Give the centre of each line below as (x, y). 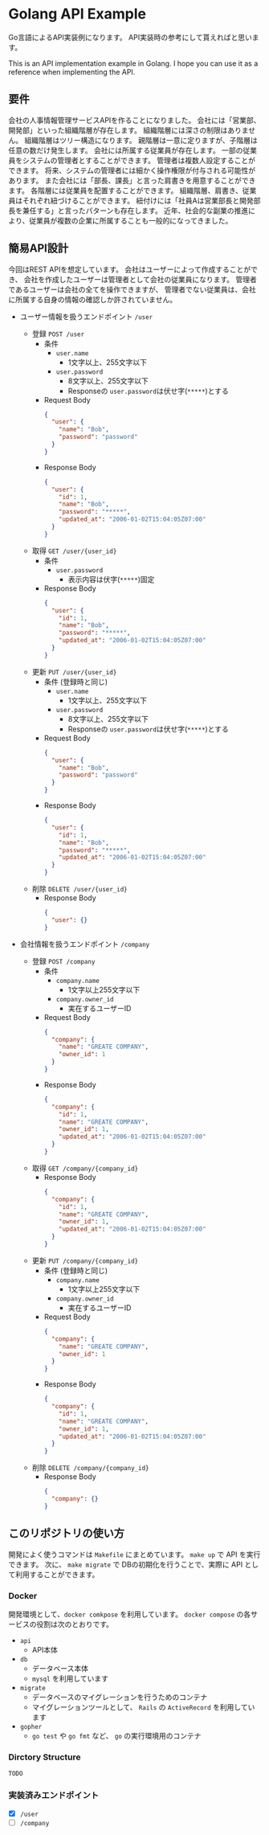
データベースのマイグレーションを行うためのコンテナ (120, 1697)
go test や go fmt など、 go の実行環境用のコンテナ (116, 1735)
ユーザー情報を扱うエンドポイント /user (86, 316)
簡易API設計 (39, 249)
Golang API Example (77, 14)
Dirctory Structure (45, 1757)
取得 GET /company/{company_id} (85, 1168)
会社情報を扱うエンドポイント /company (85, 944)
